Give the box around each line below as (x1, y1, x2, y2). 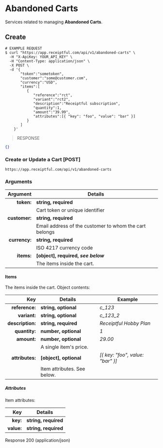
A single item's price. (40, 344, 89, 350)
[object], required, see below (36, 252, 104, 259)
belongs (36, 229, 55, 235)
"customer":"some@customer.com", (20, 76, 88, 81)
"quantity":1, (33, 105, 62, 110)
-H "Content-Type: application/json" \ (9, 59, 90, 64)
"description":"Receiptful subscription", (33, 101, 120, 106)
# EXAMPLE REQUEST (5, 46, 42, 51)
